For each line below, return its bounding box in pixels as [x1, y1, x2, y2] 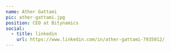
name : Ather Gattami [5, 8, 58, 15]
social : [5, 25, 25, 32]
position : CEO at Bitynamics [5, 20, 79, 26]
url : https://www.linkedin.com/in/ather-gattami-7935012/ [16, 36, 165, 42]
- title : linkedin [11, 31, 58, 37]
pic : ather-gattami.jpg [5, 14, 66, 20]
